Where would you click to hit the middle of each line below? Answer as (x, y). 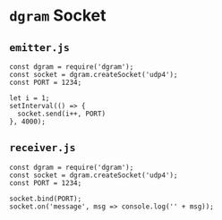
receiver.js (43, 148)
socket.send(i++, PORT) (61, 114)
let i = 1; (30, 98)
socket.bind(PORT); (46, 199)
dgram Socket (58, 16)
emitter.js (39, 47)
